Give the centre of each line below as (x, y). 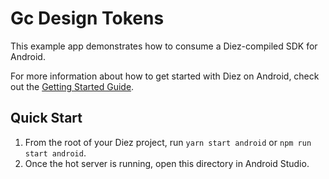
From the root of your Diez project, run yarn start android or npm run (168, 142)
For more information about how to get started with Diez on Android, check (165, 76)
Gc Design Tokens (87, 18)
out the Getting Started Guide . (72, 86)
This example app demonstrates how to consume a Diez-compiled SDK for (164, 46)
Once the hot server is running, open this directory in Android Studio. (167, 163)
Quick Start (46, 118)
